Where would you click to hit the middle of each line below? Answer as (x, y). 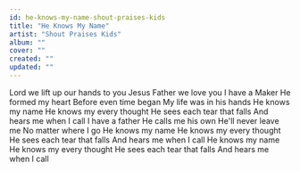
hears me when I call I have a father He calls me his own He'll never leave (144, 120)
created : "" (31, 59)
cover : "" (28, 51)
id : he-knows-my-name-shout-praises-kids (87, 17)
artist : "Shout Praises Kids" (66, 34)
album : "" (28, 42)
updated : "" (31, 68)
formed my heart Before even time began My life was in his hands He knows (150, 102)
